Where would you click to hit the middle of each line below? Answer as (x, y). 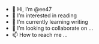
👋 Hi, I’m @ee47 (32, 9)
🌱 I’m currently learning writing (50, 22)
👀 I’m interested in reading (44, 15)
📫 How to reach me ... (40, 35)
